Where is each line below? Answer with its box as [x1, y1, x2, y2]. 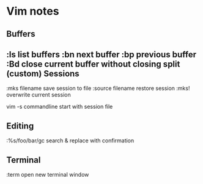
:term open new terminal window [6, 171, 89, 178]
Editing [6, 120, 34, 131]
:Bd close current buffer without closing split [6, 59, 180, 69]
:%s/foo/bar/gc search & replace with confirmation [6, 137, 135, 144]
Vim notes [6, 4, 59, 18]
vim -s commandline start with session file [6, 103, 113, 111]
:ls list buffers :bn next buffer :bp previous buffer [6, 49, 197, 59]
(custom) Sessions [6, 68, 79, 79]
